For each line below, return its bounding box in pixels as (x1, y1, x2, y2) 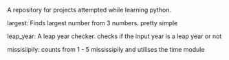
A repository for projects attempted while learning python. (7, 6, 172, 14)
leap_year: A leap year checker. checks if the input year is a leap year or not (7, 32, 222, 40)
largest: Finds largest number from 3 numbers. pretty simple (7, 19, 178, 27)
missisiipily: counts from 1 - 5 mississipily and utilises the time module (7, 46, 205, 53)
